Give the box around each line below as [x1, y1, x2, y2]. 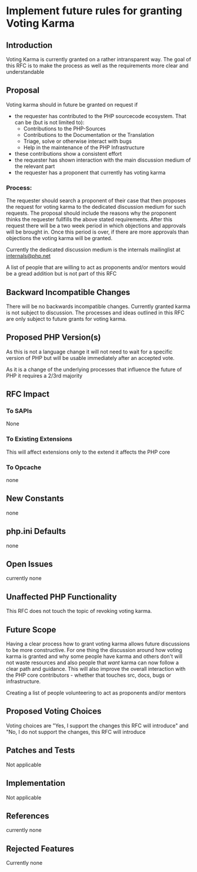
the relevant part [14, 162, 55, 169]
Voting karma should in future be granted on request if [6, 101, 138, 108]
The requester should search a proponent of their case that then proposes [6, 197, 186, 204]
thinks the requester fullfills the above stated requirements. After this [6, 216, 173, 223]
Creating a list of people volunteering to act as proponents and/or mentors [6, 689, 186, 697]
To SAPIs [6, 407, 32, 415]
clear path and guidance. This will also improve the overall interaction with [6, 666, 186, 673]
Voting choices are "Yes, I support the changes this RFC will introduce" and [6, 722, 189, 729]
